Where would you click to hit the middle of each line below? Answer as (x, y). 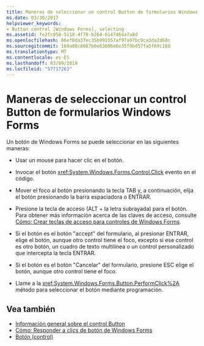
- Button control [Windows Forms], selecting (65, 29)
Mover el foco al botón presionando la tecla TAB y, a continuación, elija (104, 191)
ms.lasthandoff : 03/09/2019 (42, 63)
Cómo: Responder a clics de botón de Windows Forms (84, 330)
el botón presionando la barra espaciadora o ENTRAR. (83, 197)
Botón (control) (34, 337)
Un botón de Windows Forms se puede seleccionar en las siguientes (93, 142)
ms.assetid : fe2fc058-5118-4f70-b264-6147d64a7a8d (72, 35)
